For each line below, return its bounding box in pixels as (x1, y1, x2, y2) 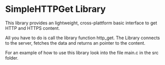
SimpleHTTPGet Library (5, 3, 106, 15)
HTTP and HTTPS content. (5, 25, 60, 31)
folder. (5, 55, 18, 61)
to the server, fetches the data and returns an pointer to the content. (5, 40, 146, 46)
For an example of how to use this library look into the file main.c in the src (5, 50, 159, 56)
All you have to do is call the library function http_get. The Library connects (5, 35, 160, 41)
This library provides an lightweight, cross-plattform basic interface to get (5, 20, 157, 26)
